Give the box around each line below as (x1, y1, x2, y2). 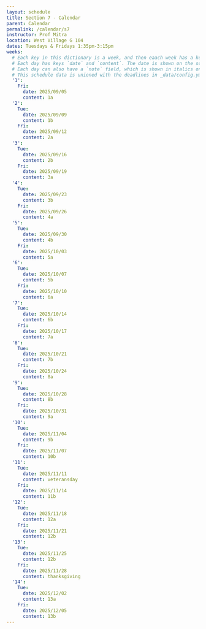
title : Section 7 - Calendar (6, 15, 81, 21)
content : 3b (22, 197, 53, 203)
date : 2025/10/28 (22, 391, 67, 397)
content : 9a (22, 414, 53, 420)
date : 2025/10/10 (22, 288, 67, 294)
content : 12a (22, 516, 56, 522)
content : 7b (22, 357, 53, 363)
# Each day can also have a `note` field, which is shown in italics (12, 66, 193, 72)
